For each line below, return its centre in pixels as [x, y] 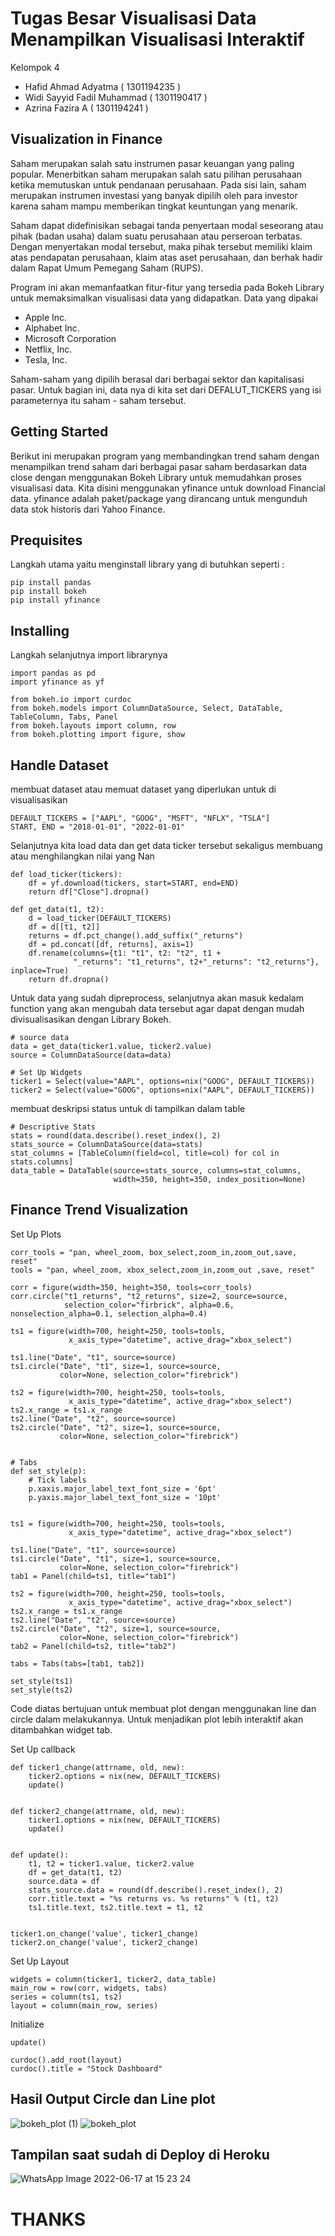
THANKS [48, 2219]
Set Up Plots [36, 1234]
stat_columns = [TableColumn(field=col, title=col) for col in [145, 1153]
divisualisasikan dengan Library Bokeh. [91, 1019]
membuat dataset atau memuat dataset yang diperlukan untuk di [143, 789]
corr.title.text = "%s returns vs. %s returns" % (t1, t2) [154, 1898]
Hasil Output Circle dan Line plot [113, 2099]
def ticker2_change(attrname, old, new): [98, 1811]
